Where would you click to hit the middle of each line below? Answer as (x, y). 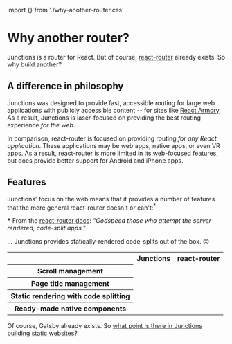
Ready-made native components (70, 309)
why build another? (35, 64)
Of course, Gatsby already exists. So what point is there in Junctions (105, 325)
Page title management (70, 283)
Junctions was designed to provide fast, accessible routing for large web (111, 102)
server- (204, 221)
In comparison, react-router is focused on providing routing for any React (112, 138)
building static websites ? (43, 333)
